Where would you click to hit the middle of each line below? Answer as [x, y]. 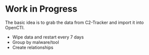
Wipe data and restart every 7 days [48, 37]
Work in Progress [41, 9]
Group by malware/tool [36, 42]
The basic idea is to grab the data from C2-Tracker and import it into [74, 22]
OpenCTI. [15, 27]
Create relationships [33, 47]
